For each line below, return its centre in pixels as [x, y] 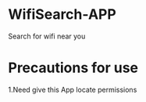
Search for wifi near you [47, 36]
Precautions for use [73, 68]
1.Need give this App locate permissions [73, 89]
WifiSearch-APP [62, 15]
